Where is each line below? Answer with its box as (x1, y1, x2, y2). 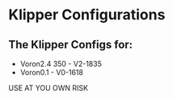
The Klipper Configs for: (8, 38, 133, 52)
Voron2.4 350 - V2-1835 (19, 59, 103, 68)
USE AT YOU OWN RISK (8, 83, 89, 93)
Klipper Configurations (8, 6, 166, 24)
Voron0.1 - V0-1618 (19, 68, 83, 77)
